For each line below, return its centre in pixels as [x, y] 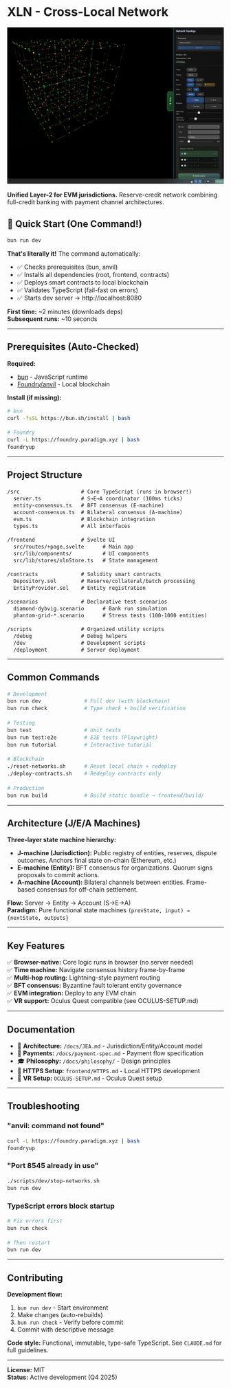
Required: [21, 363]
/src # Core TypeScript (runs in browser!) [100, 492]
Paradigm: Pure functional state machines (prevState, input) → [99, 910]
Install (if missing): [34, 397]
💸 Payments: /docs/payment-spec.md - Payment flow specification [110, 1053]
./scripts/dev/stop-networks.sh [53, 1181]
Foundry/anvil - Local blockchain [63, 384]
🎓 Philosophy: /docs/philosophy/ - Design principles [93, 1061]
